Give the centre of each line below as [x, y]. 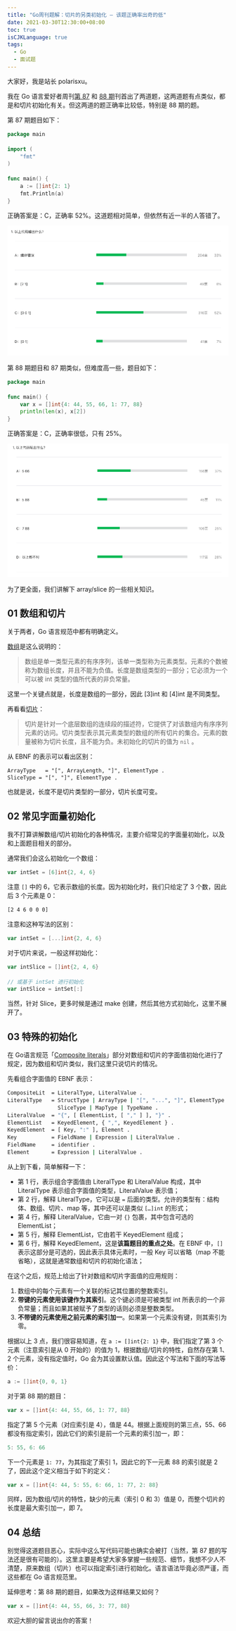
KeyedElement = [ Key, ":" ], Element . [69, 1130]
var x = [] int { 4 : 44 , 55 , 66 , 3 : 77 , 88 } [69, 1606]
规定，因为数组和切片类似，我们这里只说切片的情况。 [84, 1064]
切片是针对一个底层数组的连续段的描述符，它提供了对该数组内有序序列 [126, 724]
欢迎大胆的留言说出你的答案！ [50, 1620]
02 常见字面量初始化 [52, 816]
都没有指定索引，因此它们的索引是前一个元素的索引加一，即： [97, 1433]
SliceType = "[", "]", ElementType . [63, 778]
